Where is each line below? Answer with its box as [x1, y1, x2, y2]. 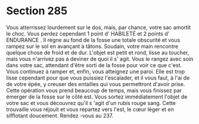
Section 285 [6, 4, 67, 18]
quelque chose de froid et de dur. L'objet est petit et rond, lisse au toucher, [6, 49, 189, 56]
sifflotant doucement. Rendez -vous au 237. [6, 112, 114, 119]
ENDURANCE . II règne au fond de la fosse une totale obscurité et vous [6, 36, 181, 43]
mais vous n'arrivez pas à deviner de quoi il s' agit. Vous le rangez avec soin [6, 55, 194, 62]
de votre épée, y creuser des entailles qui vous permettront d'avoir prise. [6, 80, 185, 87]
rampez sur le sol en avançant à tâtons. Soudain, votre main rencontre [6, 43, 179, 50]
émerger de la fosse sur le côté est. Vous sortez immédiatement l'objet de [6, 93, 188, 100]
